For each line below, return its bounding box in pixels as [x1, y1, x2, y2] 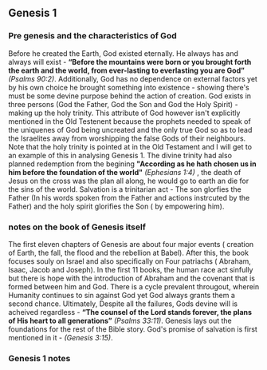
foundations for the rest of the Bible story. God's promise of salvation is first [8, 324, 257, 334]
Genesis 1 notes [8, 352, 71, 364]
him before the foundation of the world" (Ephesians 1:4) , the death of [8, 167, 241, 177]
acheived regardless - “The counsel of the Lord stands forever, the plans [8, 307, 253, 316]
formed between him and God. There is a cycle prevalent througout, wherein [8, 281, 260, 291]
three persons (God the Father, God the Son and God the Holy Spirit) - [8, 99, 238, 109]
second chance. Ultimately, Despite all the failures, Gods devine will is [8, 299, 238, 308]
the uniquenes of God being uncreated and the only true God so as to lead [8, 125, 253, 134]
